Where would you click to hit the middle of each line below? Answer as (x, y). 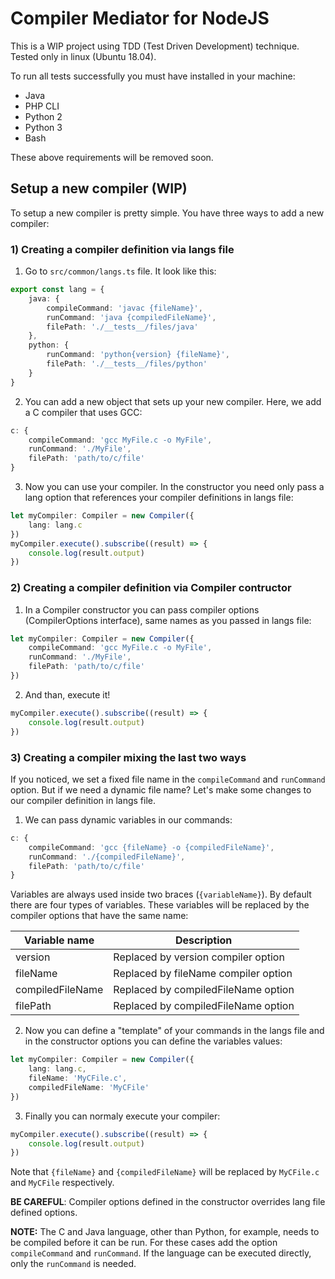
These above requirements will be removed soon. (112, 157)
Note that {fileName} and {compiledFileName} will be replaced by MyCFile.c (165, 1172)
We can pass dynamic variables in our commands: (128, 819)
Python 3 (43, 127)
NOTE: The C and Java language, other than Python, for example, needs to (165, 1232)
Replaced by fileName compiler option (203, 974)
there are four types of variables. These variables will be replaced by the (160, 905)
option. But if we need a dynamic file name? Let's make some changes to (161, 789)
